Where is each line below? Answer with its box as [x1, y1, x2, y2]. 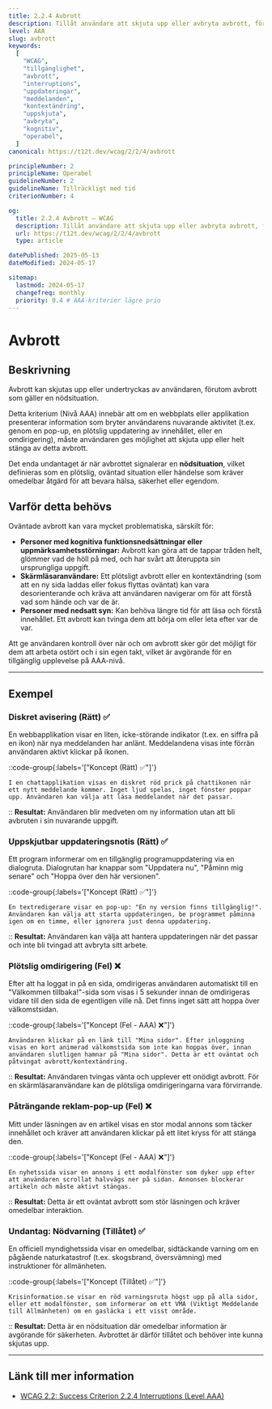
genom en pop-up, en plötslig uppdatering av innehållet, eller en [8, 426, 223, 436]
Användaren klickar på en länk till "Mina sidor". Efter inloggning [8, 1037, 244, 1045]
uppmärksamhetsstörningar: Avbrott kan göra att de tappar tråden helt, [19, 546, 262, 556]
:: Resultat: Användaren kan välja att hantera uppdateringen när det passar [8, 932, 259, 942]
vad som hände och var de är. [19, 597, 120, 607]
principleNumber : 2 [8, 162, 74, 170]
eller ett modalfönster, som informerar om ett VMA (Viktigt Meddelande [8, 1300, 259, 1309]
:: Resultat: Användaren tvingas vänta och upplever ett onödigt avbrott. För [8, 1072, 259, 1082]
